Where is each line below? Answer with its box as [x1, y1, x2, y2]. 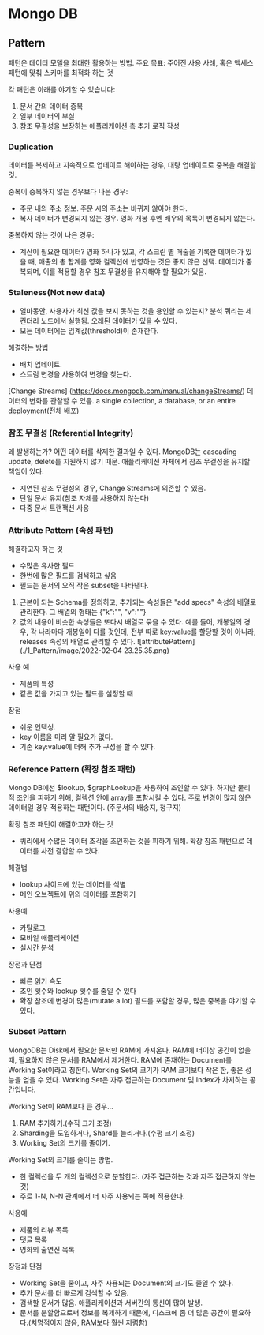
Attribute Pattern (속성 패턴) [8, 524, 114, 535]
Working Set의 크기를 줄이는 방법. [8, 1154, 113, 1164]
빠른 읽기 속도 [19, 977, 62, 986]
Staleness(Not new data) [8, 287, 106, 298]
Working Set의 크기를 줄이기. [19, 1138, 110, 1147]
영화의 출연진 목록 [19, 1244, 75, 1254]
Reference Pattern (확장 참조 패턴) [8, 763, 136, 774]
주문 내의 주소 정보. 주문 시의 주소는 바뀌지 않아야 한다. [19, 204, 188, 213]
